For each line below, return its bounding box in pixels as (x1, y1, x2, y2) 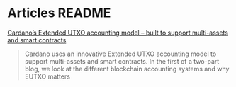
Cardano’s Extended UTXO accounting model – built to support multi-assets (7, 28, 229, 37)
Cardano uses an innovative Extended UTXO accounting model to (24, 50, 217, 58)
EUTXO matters (24, 72, 71, 81)
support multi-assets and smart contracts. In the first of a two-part (24, 57, 220, 65)
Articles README (7, 5, 111, 21)
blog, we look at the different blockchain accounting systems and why (24, 64, 230, 73)
